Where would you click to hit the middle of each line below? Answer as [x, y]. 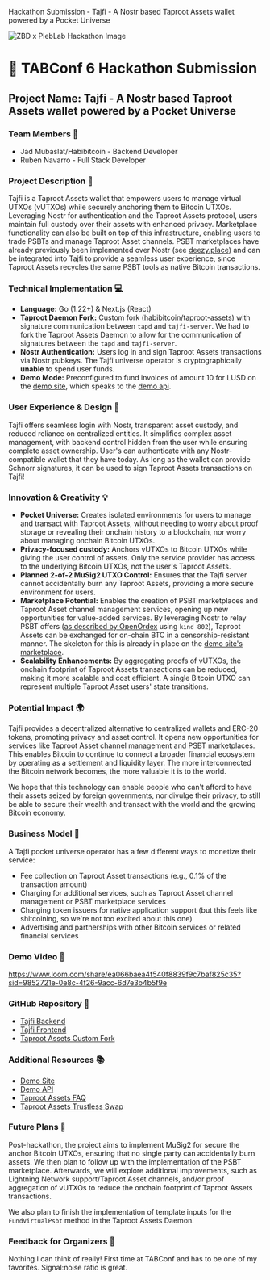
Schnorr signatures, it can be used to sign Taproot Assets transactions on [131, 468]
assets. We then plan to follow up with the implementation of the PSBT [125, 1161]
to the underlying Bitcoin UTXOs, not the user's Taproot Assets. [125, 567]
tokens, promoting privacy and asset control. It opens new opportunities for [134, 737]
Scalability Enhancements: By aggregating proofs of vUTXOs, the [131, 661]
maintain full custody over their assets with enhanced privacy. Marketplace [133, 225]
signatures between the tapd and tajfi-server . [98, 343]
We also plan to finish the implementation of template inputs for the [120, 1211]
